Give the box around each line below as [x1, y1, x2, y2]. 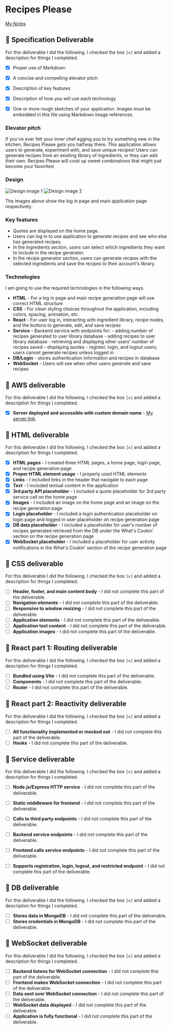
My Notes [5, 21, 26, 27]
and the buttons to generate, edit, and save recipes [12, 322, 121, 328]
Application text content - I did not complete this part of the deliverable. [12, 623, 167, 629]
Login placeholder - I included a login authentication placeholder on [12, 511, 158, 517]
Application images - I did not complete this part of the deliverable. [12, 628, 157, 634]
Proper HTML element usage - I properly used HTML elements [12, 471, 147, 477]
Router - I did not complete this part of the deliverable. [12, 684, 129, 690]
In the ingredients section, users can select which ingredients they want [12, 244, 165, 250]
